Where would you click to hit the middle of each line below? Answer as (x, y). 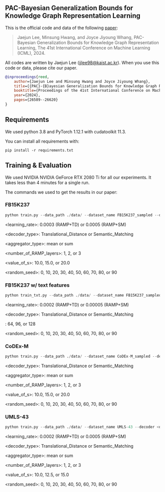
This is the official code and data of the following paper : (62, 28)
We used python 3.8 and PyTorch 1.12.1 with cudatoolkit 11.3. (66, 132)
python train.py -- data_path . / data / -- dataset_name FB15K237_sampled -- (82, 215)
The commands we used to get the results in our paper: (61, 192)
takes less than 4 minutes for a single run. (47, 183)
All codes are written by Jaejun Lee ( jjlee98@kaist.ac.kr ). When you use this (82, 62)
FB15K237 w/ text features (37, 285)
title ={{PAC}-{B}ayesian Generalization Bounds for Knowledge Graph (85, 86)
